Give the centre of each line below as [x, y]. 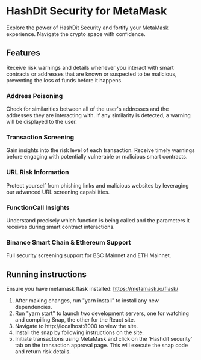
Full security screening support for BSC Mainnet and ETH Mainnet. [89, 255]
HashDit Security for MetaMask [87, 11]
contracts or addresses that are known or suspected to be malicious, [91, 74]
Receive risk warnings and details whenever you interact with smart [90, 67]
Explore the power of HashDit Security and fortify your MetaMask [87, 28]
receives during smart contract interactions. [61, 227]
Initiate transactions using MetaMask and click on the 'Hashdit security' [104, 339]
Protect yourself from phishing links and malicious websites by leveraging [97, 185]
